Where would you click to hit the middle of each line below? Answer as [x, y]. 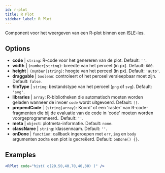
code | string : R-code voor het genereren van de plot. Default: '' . [79, 60]
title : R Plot [20, 14]
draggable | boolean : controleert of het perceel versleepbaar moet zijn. [84, 76]
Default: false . [27, 82]
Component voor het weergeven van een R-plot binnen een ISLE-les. [75, 33]
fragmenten [24, 113]
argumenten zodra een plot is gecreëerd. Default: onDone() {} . [76, 139]
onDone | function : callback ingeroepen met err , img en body [74, 134]
